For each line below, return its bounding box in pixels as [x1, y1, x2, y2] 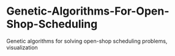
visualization [6, 44, 38, 51]
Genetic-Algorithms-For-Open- [6, 4, 169, 18]
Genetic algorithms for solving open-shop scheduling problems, [6, 37, 168, 44]
